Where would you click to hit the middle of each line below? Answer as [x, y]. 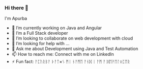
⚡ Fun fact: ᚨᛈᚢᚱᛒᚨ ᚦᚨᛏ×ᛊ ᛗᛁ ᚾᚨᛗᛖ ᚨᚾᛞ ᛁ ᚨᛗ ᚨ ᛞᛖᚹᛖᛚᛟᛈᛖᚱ [71, 62]
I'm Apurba [16, 19]
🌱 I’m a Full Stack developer [40, 33]
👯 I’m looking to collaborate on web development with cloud [72, 38]
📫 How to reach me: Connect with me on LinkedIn [63, 54]
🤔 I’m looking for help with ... [41, 44]
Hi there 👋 [17, 8]
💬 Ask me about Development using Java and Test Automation [75, 49]
